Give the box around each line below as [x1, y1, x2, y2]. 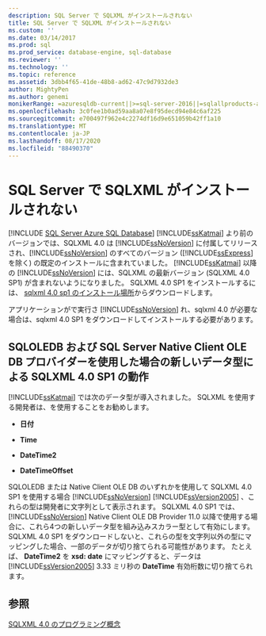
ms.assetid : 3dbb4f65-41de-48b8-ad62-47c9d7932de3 [8, 78, 179, 86]
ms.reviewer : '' [8, 56, 62, 64]
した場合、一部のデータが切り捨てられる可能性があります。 [35, 542, 230, 551]
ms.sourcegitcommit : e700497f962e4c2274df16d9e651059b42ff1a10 [8, 115, 222, 123]
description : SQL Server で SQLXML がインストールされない [8, 11, 192, 20]
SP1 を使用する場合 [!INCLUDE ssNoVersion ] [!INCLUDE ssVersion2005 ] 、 [8, 492, 248, 502]
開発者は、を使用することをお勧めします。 [14, 402, 154, 412]
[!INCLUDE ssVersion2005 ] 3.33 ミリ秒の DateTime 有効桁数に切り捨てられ [8, 561, 253, 571]
